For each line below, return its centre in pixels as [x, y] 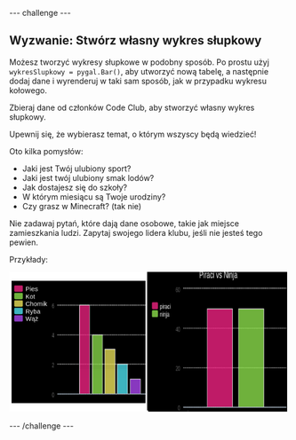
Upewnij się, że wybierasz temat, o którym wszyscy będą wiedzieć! [133, 134]
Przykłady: [29, 259]
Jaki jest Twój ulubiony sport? [76, 169]
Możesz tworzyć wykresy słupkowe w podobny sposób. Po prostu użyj [139, 62]
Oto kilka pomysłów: [46, 151]
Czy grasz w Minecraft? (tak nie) [82, 206]
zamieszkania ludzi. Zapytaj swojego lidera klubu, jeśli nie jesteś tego [136, 232]
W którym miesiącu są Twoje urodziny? [94, 196]
